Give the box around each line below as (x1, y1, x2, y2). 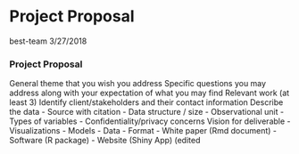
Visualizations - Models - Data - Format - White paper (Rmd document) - (9, 126, 277, 136)
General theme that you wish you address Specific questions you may (9, 78, 266, 89)
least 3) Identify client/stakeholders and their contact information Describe (9, 97, 284, 108)
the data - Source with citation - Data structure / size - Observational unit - (9, 107, 284, 118)
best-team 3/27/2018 (9, 36, 87, 46)
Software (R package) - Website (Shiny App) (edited (9, 135, 201, 146)
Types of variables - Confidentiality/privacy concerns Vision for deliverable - (9, 116, 291, 126)
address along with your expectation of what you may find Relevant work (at (9, 87, 290, 99)
